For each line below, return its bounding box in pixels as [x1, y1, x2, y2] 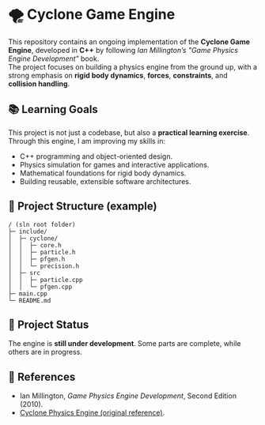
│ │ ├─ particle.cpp [8, 276, 83, 284]
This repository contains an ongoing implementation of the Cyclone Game [8, 36, 251, 47]
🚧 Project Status [8, 318, 89, 331]
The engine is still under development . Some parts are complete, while [8, 339, 241, 348]
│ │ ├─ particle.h [8, 248, 77, 256]
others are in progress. [8, 348, 83, 357]
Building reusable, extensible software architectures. [19, 176, 191, 186]
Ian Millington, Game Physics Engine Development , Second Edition [19, 391, 237, 401]
